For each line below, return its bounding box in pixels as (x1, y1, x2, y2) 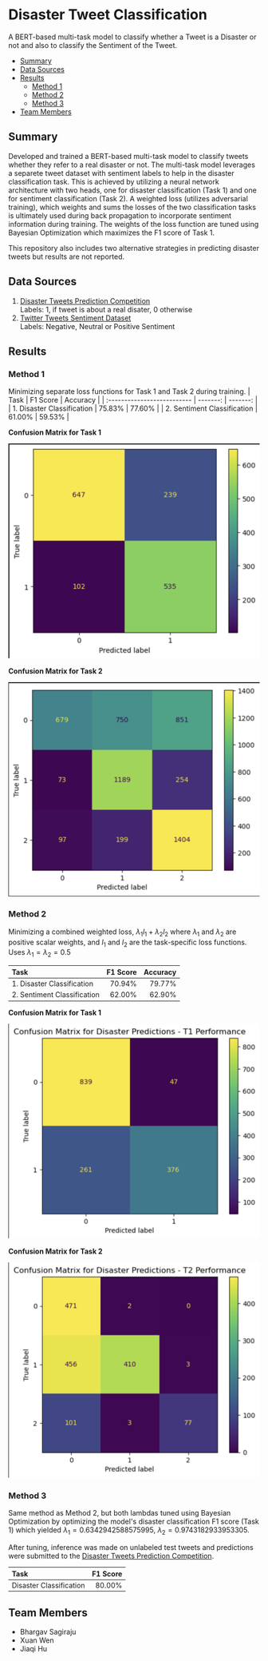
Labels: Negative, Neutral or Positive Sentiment (19, 321, 175, 331)
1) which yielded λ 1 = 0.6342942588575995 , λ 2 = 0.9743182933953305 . (8, 1525, 250, 1537)
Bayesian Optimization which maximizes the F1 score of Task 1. (8, 228, 215, 237)
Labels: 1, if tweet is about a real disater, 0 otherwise (19, 304, 193, 314)
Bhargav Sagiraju (19, 1627, 77, 1637)
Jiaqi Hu (19, 1644, 48, 1654)
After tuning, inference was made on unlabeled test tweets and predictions (8, 1543, 254, 1552)
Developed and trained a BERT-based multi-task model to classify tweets (8, 151, 249, 161)
